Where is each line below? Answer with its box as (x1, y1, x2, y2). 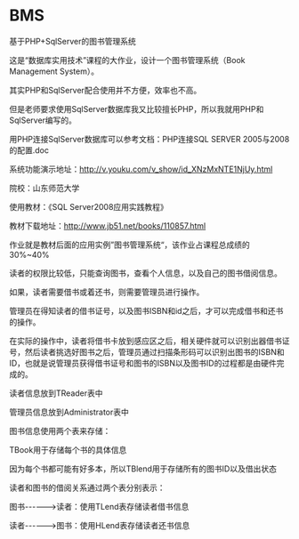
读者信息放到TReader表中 (9, 388, 104, 398)
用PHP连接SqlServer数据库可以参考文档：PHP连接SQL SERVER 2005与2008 (9, 133, 290, 144)
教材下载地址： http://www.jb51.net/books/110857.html (9, 220, 206, 231)
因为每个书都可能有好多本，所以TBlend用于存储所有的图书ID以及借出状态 (9, 463, 278, 474)
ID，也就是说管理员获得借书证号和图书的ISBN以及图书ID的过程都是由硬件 (9, 358, 278, 368)
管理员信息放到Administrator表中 (9, 406, 129, 417)
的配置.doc (9, 144, 49, 156)
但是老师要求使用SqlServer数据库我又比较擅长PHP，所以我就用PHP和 (9, 103, 264, 114)
